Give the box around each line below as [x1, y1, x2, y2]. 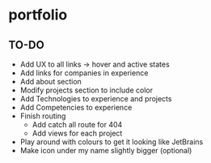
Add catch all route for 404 [32, 120, 123, 129]
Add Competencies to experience [19, 103, 133, 112]
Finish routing [19, 111, 66, 121]
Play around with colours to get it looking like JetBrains [19, 137, 204, 147]
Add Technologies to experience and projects [19, 94, 172, 103]
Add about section [19, 77, 82, 86]
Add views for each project [32, 128, 123, 138]
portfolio [8, 6, 68, 24]
